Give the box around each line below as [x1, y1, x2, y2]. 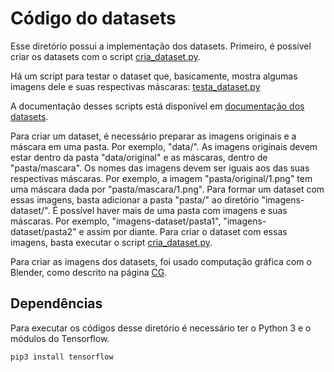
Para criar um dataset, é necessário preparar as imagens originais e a [10, 130, 297, 142]
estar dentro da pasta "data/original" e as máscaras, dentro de [10, 151, 268, 163]
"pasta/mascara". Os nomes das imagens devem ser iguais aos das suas [10, 162, 310, 174]
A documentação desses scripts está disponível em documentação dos [10, 100, 305, 112]
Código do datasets [10, 7, 177, 30]
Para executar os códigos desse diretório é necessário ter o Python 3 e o [10, 322, 312, 334]
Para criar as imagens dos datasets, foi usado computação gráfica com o [10, 255, 312, 267]
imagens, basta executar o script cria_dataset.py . [10, 236, 213, 248]
